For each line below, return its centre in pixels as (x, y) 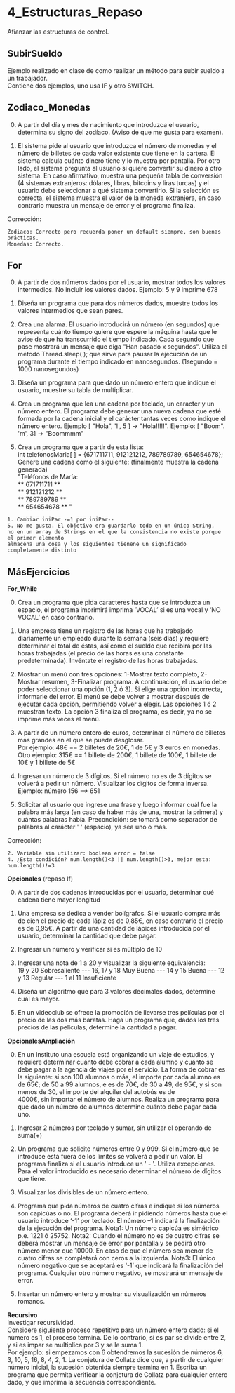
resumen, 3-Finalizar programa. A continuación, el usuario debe (134, 682)
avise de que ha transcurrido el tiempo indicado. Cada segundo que (116, 339)
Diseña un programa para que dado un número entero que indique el (116, 382)
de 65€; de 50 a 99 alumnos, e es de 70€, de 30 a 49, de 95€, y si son (120, 1084)
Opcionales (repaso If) (40, 879)
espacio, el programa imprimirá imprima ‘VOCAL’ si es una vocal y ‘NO (119, 610)
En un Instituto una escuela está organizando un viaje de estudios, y (116, 1055)
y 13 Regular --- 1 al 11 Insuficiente (67, 978)
